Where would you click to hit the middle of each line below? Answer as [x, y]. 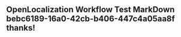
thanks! [21, 28]
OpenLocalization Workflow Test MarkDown [90, 10]
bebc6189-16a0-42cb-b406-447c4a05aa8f [90, 19]
